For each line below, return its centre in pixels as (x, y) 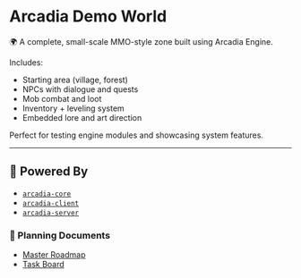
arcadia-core (47, 194)
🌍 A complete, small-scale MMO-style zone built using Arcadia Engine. (141, 41)
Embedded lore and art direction (82, 117)
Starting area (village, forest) (75, 80)
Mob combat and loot (62, 98)
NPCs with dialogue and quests (80, 89)
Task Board (43, 265)
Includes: (26, 62)
